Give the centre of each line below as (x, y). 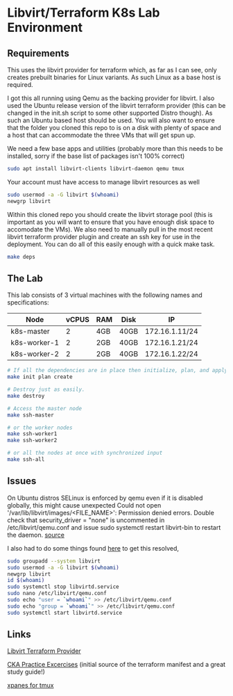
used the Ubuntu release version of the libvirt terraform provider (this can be (116, 105)
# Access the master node (44, 408)
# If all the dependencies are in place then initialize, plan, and (108, 371)
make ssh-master (31, 415)
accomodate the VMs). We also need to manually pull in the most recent (110, 229)
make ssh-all (26, 460)
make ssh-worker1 (32, 434)
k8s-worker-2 (35, 354)
